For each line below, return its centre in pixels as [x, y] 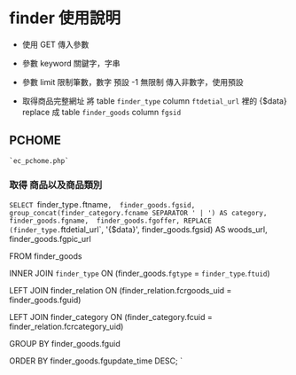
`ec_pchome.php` [39, 160]
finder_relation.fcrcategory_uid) [66, 327]
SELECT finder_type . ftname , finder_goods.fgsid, [102, 205]
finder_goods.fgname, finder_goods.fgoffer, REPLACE [111, 221]
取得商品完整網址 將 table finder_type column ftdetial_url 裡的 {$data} [155, 101]
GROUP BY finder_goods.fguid [65, 344]
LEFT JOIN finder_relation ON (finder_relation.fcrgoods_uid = [121, 291]
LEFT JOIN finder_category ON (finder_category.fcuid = [111, 317]
